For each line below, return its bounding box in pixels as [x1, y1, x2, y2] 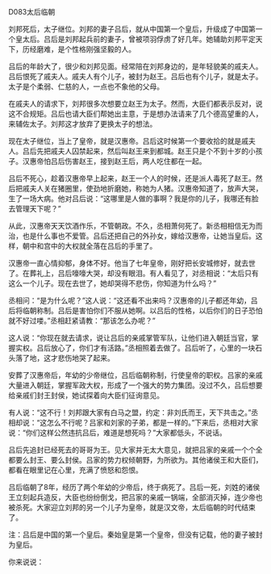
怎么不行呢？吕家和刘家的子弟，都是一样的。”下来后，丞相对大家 [47, 418, 259, 427]
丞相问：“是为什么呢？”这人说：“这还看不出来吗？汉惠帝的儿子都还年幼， [8, 295, 252, 305]
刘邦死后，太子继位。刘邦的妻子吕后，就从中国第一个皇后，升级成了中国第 [8, 24, 256, 34]
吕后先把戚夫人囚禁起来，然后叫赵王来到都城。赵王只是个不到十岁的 [22, 146, 248, 156]
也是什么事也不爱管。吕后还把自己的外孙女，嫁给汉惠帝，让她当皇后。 [22, 231, 256, 241]
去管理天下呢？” [8, 204, 62, 213]
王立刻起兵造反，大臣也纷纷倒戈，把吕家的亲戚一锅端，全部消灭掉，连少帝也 [8, 492, 263, 502]
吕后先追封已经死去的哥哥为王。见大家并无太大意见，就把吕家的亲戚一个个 [8, 445, 256, 455]
